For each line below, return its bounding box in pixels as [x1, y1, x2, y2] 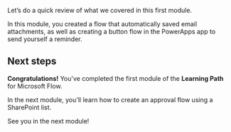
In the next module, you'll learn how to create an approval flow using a [7, 95, 213, 104]
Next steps [7, 55, 57, 67]
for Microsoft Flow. [7, 82, 63, 90]
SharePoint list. [7, 103, 52, 111]
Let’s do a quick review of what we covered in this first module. [7, 6, 193, 14]
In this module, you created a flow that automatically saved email [7, 20, 198, 28]
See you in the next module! [7, 116, 90, 125]
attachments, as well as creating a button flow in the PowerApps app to [7, 28, 216, 35]
